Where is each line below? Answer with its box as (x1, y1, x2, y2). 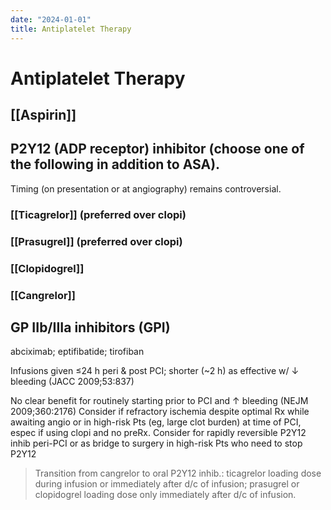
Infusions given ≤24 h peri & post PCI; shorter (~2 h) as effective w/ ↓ (10, 365, 300, 377)
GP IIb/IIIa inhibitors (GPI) (10, 319, 171, 336)
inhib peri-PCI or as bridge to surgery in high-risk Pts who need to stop (10, 437, 303, 450)
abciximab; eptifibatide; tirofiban (10, 346, 145, 358)
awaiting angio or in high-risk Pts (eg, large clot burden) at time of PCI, (10, 416, 302, 428)
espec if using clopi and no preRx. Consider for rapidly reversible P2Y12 (10, 427, 307, 439)
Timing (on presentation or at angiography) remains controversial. (10, 182, 282, 195)
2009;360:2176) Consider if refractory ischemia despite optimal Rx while (10, 406, 310, 418)
